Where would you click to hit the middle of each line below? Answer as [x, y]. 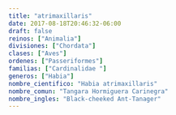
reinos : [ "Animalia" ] [45, 38]
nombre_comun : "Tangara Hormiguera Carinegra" [88, 91]
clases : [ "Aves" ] [38, 53]
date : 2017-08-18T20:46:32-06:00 [65, 23]
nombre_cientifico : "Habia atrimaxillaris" [83, 83]
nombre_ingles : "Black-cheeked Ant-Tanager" [85, 99]
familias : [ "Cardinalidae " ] [58, 69]
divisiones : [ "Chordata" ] [52, 46]
